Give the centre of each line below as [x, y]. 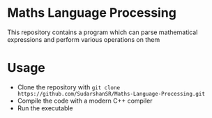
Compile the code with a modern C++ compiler [85, 101]
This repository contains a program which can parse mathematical [103, 32]
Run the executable [45, 108]
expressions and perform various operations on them [84, 39]
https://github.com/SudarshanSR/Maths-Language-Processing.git [111, 94]
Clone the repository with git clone [69, 87]
